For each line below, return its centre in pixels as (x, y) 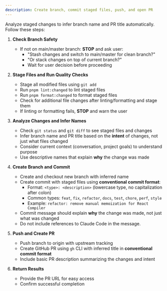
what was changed (39, 218)
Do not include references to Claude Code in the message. (80, 223)
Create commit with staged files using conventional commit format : (90, 182)
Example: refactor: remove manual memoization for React (88, 203)
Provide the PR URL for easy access (57, 278)
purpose (28, 152)
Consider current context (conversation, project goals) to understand (91, 147)
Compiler (36, 208)
